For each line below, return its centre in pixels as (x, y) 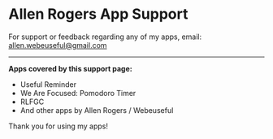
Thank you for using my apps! (58, 126)
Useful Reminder (48, 84)
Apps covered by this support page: (70, 68)
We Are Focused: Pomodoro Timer (78, 93)
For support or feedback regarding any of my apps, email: (105, 37)
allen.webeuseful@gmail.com (58, 45)
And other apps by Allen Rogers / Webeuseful (97, 110)
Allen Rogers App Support (98, 14)
